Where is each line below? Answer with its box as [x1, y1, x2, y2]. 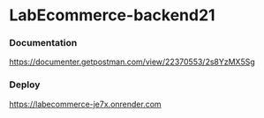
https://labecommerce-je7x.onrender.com [9, 99, 162, 109]
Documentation [9, 37, 78, 49]
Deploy [9, 78, 41, 91]
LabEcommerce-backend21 [9, 5, 215, 26]
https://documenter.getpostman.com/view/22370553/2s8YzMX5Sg [9, 56, 256, 67]
